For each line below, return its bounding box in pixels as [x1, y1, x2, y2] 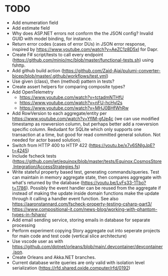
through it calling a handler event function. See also [12, 195, 119, 201]
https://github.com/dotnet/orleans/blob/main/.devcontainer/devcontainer [12, 243, 163, 249]
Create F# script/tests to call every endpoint [12, 51, 103, 58]
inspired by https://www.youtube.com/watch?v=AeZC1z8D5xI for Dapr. [12, 46, 158, 52]
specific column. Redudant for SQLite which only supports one [12, 126, 141, 132]
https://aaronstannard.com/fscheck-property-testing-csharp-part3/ [12, 201, 152, 207]
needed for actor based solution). [12, 136, 81, 143]
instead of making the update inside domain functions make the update [12, 190, 159, 196]
